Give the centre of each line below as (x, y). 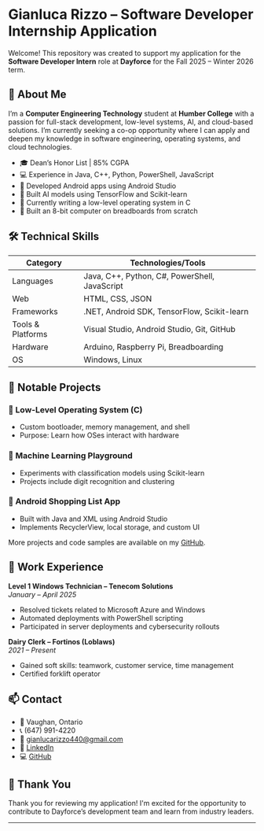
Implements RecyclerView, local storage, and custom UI (110, 527)
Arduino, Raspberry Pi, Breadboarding (154, 346)
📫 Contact (35, 699)
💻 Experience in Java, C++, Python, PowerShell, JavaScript (117, 174)
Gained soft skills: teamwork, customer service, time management (126, 665)
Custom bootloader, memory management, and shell (104, 427)
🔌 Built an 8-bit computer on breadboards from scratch (108, 211)
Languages (33, 281)
